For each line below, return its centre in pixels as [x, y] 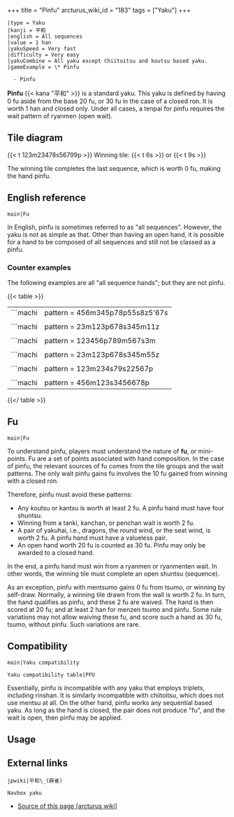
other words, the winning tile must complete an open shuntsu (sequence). [114, 573]
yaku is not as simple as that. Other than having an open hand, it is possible [116, 235]
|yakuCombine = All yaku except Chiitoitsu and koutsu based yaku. [108, 61]
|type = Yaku [26, 23]
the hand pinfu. [29, 176]
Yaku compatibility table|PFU [51, 675]
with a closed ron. [33, 481]
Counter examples [39, 267]
